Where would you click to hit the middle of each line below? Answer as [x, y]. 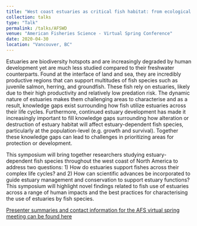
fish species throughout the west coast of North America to [106, 161]
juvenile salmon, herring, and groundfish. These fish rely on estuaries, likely [98, 86]
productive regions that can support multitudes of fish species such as [92, 80]
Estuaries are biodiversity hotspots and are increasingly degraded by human [99, 61]
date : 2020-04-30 [27, 39]
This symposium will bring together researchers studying [75, 154]
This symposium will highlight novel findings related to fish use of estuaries [97, 186]
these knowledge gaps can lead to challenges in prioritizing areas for [90, 137]
